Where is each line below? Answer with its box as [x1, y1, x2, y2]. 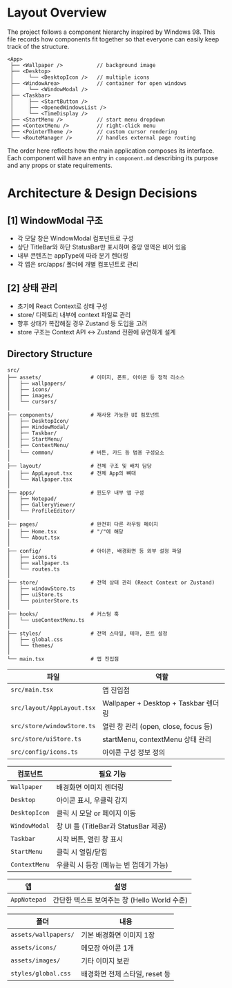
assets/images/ [10, 956, 61, 965]
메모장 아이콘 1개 [81, 943, 135, 953]
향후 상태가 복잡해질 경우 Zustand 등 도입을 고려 [17, 319, 148, 327]
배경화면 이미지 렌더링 [56, 782, 124, 792]
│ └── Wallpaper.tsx [7, 475, 72, 483]
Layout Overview [7, 5, 107, 21]
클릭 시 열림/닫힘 [56, 847, 108, 857]
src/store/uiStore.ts [10, 734, 81, 743]
